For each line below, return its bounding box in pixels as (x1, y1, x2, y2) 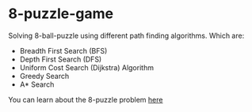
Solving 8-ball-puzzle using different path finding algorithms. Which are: (8, 31, 245, 40)
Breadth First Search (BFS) (19, 46, 108, 55)
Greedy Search (19, 71, 70, 80)
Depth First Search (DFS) (19, 54, 102, 64)
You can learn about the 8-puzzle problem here (8, 95, 163, 104)
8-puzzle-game (8, 5, 114, 23)
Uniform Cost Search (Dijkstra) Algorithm (19, 62, 155, 72)
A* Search (19, 80, 55, 89)
